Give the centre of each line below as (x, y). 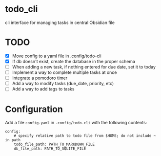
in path (13, 140)
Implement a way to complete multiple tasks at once (64, 72)
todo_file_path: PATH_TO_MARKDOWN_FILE (54, 145)
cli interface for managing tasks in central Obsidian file (60, 22)
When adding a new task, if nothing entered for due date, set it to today (84, 67)
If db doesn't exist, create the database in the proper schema (74, 61)
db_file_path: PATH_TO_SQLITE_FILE (50, 149)
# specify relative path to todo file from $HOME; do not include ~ (85, 136)
